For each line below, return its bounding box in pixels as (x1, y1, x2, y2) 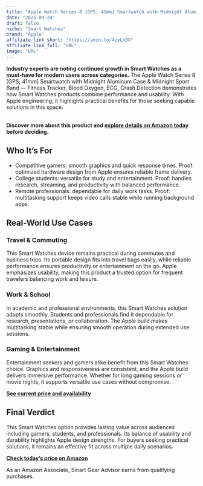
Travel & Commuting (6, 235, 68, 244)
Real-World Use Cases (6, 217, 93, 228)
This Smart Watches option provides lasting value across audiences (6, 423, 175, 430)
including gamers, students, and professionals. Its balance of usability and (6, 430, 192, 437)
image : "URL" (6, 48, 39, 54)
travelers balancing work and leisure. (6, 275, 98, 283)
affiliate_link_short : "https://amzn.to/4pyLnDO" (6, 37, 134, 43)
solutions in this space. (6, 103, 63, 111)
